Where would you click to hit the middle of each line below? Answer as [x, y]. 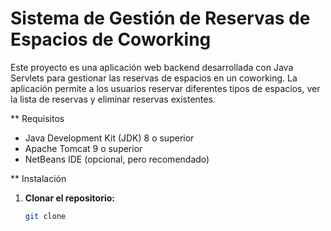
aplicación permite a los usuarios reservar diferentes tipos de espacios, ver [165, 88]
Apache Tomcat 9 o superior [83, 148]
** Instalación [38, 178]
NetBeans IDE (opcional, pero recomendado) [117, 159]
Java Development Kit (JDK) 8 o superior [109, 138]
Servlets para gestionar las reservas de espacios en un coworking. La [154, 78]
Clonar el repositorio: [69, 198]
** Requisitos [37, 118]
